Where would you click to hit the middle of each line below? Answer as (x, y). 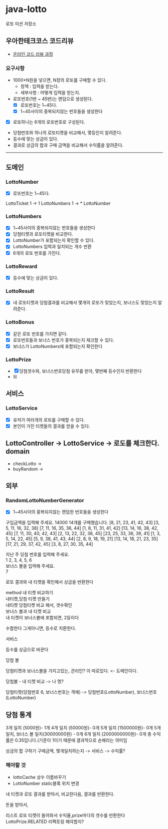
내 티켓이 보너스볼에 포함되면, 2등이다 (42, 618)
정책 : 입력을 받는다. (40, 87)
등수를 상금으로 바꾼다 (27, 650)
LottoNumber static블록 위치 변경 (46, 783)
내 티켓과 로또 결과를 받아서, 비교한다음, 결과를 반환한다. (60, 794)
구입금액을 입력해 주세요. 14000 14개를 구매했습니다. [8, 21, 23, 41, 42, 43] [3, (83, 523)
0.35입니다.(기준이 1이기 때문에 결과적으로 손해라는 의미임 (71, 740)
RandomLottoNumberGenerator (45, 501)
